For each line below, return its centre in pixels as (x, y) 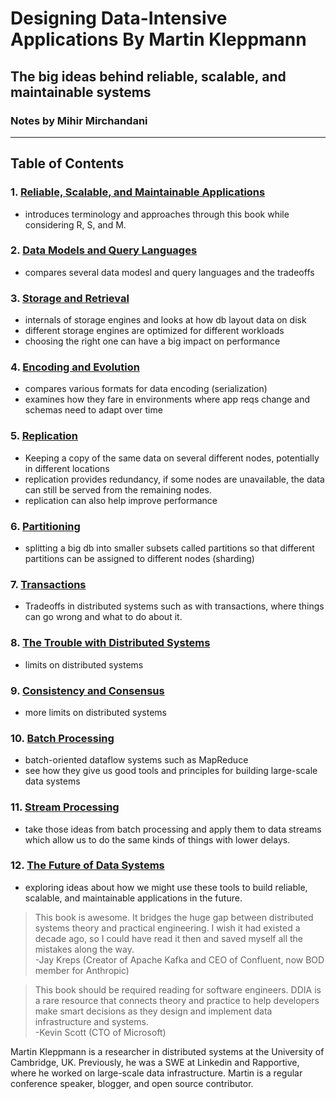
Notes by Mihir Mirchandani (79, 120)
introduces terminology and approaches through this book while (157, 214)
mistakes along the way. (84, 949)
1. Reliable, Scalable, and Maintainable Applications (138, 192)
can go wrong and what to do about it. (103, 617)
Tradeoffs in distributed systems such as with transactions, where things (174, 606)
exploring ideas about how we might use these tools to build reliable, (166, 887)
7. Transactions (48, 584)
